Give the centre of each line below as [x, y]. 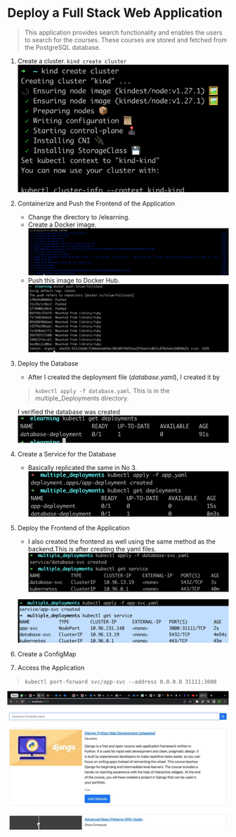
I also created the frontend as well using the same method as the [122, 541]
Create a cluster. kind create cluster [72, 60]
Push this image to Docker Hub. [74, 280]
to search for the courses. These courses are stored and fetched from [126, 39]
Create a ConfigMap [47, 654]
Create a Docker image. [62, 224]
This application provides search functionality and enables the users [123, 32]
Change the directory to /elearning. [79, 217]
